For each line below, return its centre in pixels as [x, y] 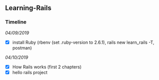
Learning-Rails [28, 8]
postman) [22, 48]
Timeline [16, 22]
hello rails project [30, 72]
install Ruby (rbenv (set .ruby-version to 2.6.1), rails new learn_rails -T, [83, 42]
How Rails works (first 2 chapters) [47, 67]
